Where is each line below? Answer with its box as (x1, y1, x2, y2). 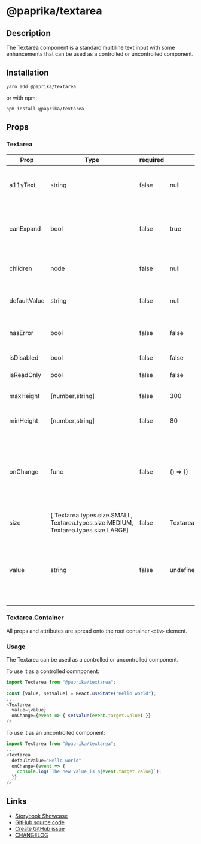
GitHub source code (14, 818, 65, 826)
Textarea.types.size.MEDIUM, (50, 518, 133, 526)
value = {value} (11, 707, 47, 713)
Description (6, 28, 51, 38)
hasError (9, 328, 34, 337)
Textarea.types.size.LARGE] (50, 526, 129, 534)
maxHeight (9, 391, 40, 400)
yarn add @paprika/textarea (6, 83, 77, 89)
